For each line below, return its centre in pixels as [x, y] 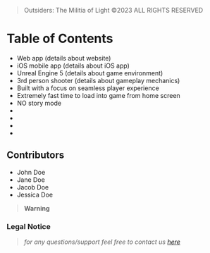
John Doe [31, 172]
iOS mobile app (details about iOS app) [73, 66]
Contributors [36, 155]
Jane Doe [31, 180]
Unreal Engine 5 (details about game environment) [90, 73]
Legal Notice [29, 226]
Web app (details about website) [64, 58]
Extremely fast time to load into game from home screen [98, 95]
